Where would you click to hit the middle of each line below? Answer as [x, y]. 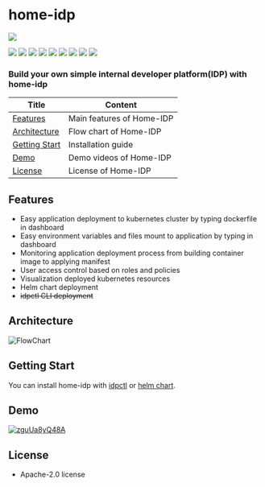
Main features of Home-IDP [121, 118]
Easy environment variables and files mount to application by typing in [137, 236]
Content [121, 105]
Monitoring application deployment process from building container [132, 253]
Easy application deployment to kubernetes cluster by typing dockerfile [139, 219]
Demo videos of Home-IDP [120, 158]
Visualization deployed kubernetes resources [95, 279]
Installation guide [101, 145]
